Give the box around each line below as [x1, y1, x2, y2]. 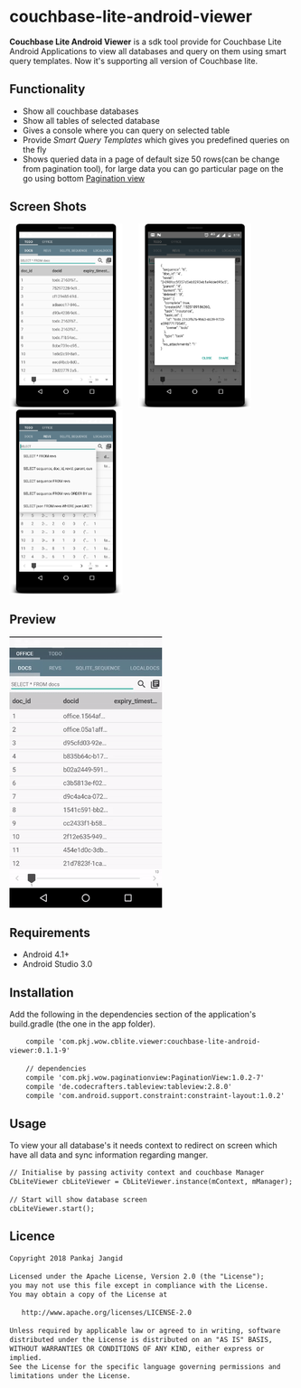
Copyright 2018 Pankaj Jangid [9, 1253, 124, 1262]
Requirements [9, 925, 90, 941]
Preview [9, 612, 57, 627]
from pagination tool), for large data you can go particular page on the [22, 163, 284, 173]
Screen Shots [9, 199, 88, 214]
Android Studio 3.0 [22, 959, 93, 970]
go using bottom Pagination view [22, 173, 146, 183]
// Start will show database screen [9, 1196, 147, 1205]
